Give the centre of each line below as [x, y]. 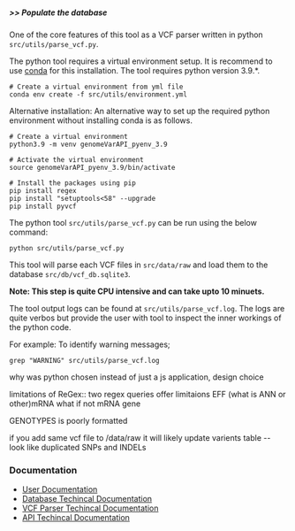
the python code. [40, 327]
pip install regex [43, 190]
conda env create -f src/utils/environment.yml [98, 94]
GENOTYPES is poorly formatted [68, 420]
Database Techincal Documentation [87, 499]
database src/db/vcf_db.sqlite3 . [70, 273]
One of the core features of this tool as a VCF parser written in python [136, 35]
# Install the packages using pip [73, 183]
